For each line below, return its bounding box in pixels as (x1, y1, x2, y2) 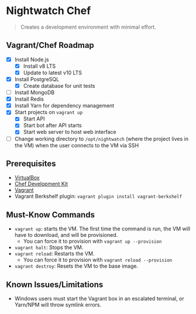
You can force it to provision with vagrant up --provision (23, 238, 162, 245)
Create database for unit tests (23, 82, 95, 89)
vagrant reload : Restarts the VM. (14, 250, 95, 257)
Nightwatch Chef (6, 4, 91, 18)
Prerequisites (6, 158, 56, 168)
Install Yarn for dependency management (14, 102, 115, 109)
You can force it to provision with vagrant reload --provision (23, 256, 173, 264)
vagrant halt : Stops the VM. (14, 244, 84, 251)
